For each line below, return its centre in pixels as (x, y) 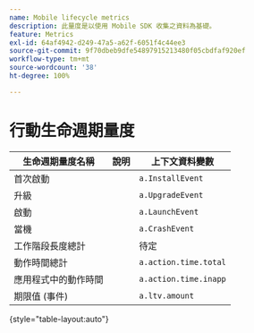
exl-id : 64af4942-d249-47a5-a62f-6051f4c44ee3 (97, 43)
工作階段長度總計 (50, 245)
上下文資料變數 (182, 161)
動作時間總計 (41, 262)
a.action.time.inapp (182, 279)
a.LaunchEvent (169, 212)
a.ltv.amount (167, 295)
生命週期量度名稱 (59, 161)
